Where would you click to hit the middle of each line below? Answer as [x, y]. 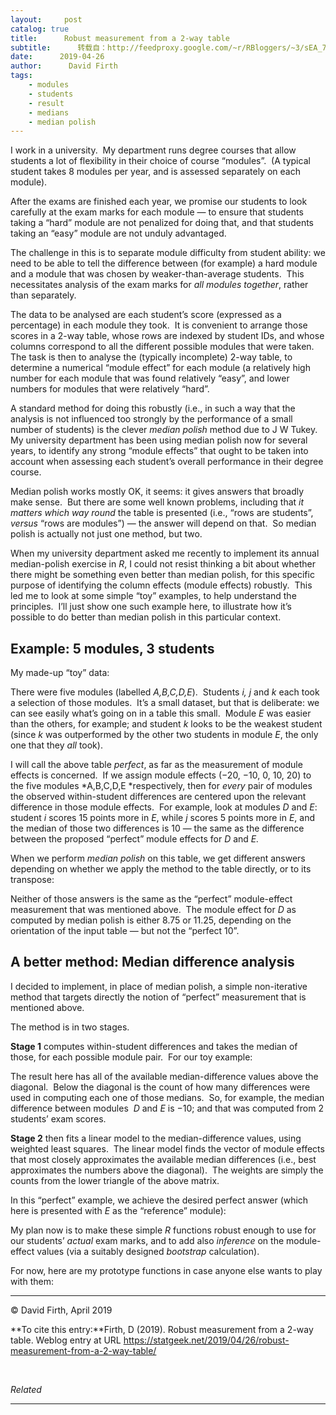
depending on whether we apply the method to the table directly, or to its [161, 869]
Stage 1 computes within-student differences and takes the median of [154, 1046]
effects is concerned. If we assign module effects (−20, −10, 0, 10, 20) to [161, 775]
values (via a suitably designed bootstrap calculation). [148, 1251]
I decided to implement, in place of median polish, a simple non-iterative [159, 986]
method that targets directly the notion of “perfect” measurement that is [158, 997]
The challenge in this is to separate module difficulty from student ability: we [168, 253]
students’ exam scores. [58, 1118]
